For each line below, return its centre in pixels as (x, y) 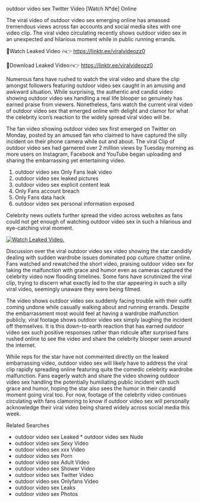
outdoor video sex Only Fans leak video (63, 172)
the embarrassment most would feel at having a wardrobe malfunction (92, 313)
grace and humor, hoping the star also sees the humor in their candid (91, 388)
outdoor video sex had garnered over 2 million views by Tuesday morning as (100, 148)
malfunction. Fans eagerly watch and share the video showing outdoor (93, 376)
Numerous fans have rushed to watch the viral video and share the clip (93, 79)
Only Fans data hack (40, 197)
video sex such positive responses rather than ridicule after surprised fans (97, 332)
